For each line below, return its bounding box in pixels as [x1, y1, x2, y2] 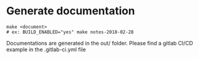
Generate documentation [6, 4, 135, 18]
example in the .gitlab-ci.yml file [6, 46, 86, 53]
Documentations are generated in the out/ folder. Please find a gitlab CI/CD [6, 39, 194, 46]
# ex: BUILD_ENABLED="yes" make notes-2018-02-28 [6, 29, 134, 35]
